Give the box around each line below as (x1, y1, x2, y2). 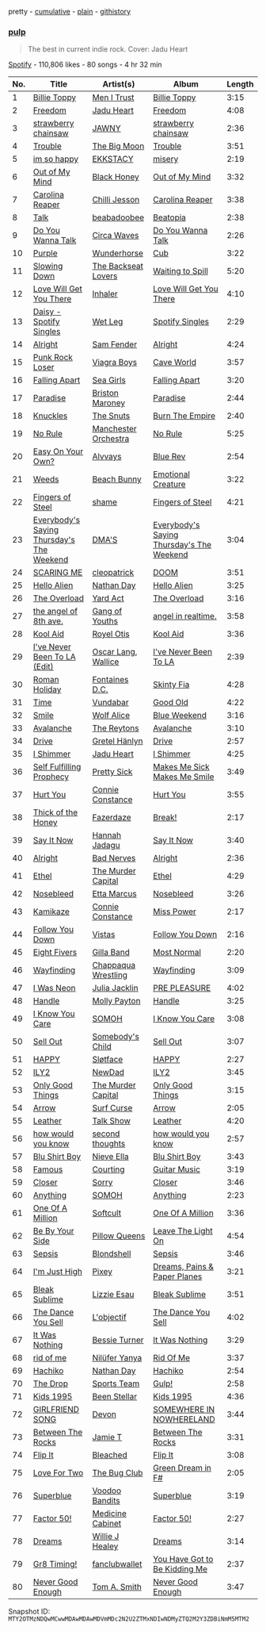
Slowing (32, 261, 63, 272)
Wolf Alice (92, 710, 131, 721)
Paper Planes (153, 1271, 203, 1282)
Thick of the (32, 807, 78, 818)
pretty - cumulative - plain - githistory (8, 7, 131, 16)
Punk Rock (32, 352, 74, 363)
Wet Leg (92, 317, 123, 328)
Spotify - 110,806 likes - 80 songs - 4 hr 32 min (8, 59, 162, 70)
